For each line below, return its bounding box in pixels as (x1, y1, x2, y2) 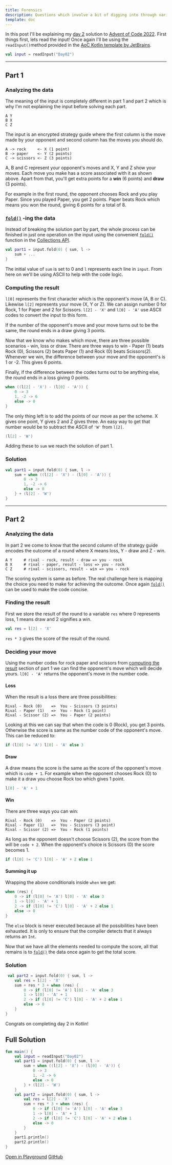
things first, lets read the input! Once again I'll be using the (5, 36, 129, 43)
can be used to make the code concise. (5, 586, 89, 592)
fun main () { (5, 1049, 33, 1054)
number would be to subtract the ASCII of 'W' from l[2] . (5, 424, 124, 430)
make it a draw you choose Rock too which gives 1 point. (5, 776, 125, 782)
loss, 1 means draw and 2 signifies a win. (5, 616, 92, 622)
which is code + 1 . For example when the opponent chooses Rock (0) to (5, 770, 157, 777)
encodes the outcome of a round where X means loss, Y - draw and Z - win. (5, 547, 166, 554)
